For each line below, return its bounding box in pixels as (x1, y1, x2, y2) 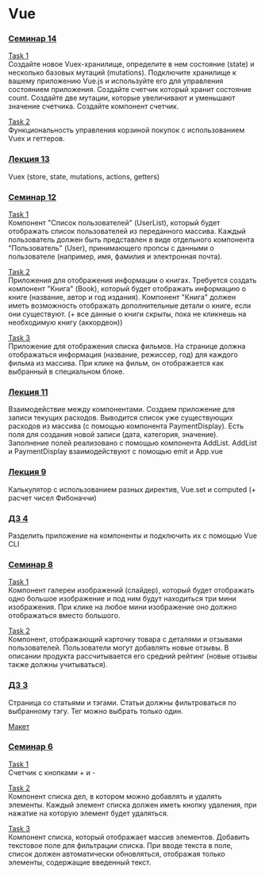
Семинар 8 (8, 558, 53, 570)
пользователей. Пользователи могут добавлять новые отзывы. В (8, 643, 229, 653)
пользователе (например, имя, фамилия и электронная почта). (8, 251, 223, 262)
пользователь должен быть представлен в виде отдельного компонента (8, 235, 255, 244)
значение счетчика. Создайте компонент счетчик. (8, 102, 179, 111)
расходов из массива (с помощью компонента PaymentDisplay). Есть (8, 421, 244, 431)
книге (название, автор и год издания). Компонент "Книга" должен (8, 293, 236, 302)
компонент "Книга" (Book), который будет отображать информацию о (8, 284, 247, 294)
